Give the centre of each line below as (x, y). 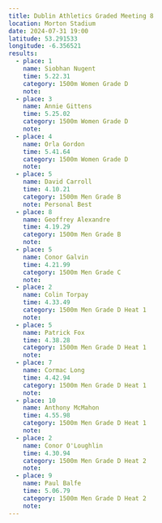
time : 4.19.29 (47, 227)
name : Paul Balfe (52, 483)
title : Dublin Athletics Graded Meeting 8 (81, 16)
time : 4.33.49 (47, 302)
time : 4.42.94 (47, 378)
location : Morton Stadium (52, 24)
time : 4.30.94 (47, 453)
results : (23, 54)
